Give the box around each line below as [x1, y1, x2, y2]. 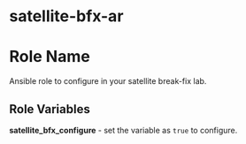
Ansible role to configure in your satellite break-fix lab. [9, 76, 207, 87]
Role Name [9, 47, 90, 67]
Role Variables [9, 102, 90, 117]
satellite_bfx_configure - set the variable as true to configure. [9, 125, 238, 135]
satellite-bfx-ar [9, 6, 124, 27]
